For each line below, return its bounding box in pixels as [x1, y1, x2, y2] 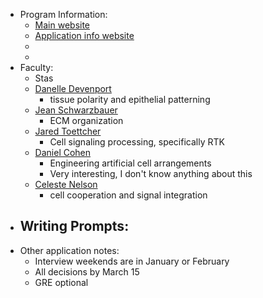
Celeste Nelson [34, 179, 98, 190]
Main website [34, 19, 91, 31]
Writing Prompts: [19, 218, 130, 235]
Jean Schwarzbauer [34, 104, 118, 116]
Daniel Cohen [34, 147, 92, 158]
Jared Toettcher [34, 125, 102, 137]
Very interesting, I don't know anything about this [49, 168, 253, 179]
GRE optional [34, 276, 89, 288]
